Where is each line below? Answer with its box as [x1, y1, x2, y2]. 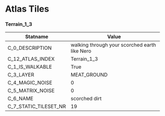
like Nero [70, 48, 92, 55]
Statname [25, 33, 49, 40]
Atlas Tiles [5, 3, 49, 15]
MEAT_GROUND [70, 72, 108, 78]
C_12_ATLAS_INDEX [7, 56, 55, 62]
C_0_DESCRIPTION [7, 45, 52, 52]
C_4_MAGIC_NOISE [7, 79, 53, 86]
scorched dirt [70, 95, 102, 102]
